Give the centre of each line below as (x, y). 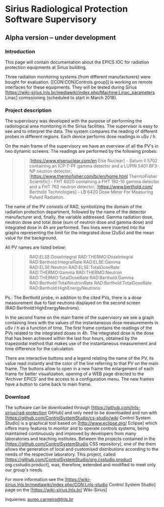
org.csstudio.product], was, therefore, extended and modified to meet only (81, 465)
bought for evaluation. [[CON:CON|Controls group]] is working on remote (79, 82)
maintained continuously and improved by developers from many (70, 434)
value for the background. (31, 238)
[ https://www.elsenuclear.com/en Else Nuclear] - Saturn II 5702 (93, 161)
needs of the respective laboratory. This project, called (60, 455)
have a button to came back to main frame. (48, 384)
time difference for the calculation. (40, 349)
